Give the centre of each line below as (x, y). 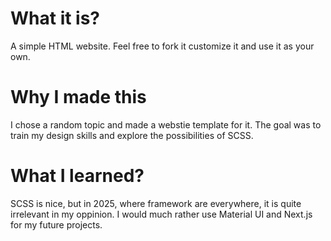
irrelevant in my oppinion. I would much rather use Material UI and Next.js (161, 214)
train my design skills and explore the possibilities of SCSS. (132, 135)
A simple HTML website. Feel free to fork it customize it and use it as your (162, 46)
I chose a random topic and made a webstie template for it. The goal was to (166, 124)
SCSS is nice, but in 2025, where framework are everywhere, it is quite (156, 203)
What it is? (55, 18)
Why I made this (78, 97)
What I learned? (77, 176)
